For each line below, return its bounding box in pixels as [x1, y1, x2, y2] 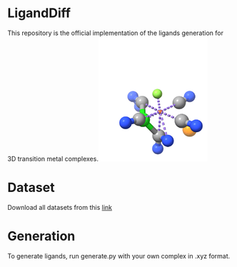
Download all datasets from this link [7, 203, 113, 211]
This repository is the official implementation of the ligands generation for [7, 29, 223, 37]
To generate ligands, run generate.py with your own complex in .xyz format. [7, 251, 231, 260]
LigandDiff [7, 5, 71, 21]
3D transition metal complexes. [7, 154, 99, 163]
